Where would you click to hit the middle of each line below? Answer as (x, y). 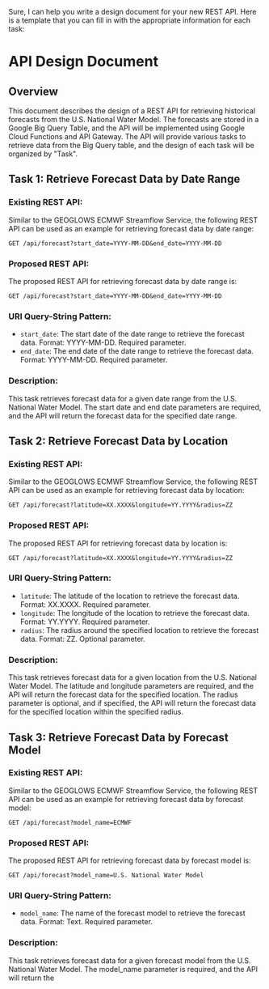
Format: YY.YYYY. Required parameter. (85, 622)
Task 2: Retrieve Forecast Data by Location (118, 441)
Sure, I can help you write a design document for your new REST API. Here (132, 12)
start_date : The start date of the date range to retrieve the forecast (132, 334)
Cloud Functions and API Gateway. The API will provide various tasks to (127, 136)
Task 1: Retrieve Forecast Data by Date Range (124, 179)
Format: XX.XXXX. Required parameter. (85, 604)
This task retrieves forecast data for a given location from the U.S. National (132, 677)
